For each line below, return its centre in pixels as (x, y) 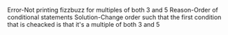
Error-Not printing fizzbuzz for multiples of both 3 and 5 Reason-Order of (113, 10)
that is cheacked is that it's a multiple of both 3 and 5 (84, 24)
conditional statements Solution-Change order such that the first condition (114, 17)
